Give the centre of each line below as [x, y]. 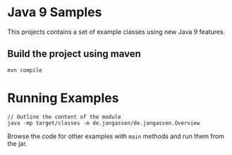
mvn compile [25, 70]
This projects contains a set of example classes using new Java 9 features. [116, 32]
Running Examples [63, 98]
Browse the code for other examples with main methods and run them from [116, 136]
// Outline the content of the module [64, 117]
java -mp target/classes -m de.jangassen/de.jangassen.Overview [104, 123]
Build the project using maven [74, 54]
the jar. [17, 143]
